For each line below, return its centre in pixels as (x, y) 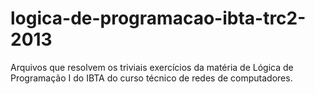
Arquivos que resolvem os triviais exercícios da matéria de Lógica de (152, 67)
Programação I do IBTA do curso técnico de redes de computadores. (151, 78)
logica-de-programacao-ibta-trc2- (158, 18)
